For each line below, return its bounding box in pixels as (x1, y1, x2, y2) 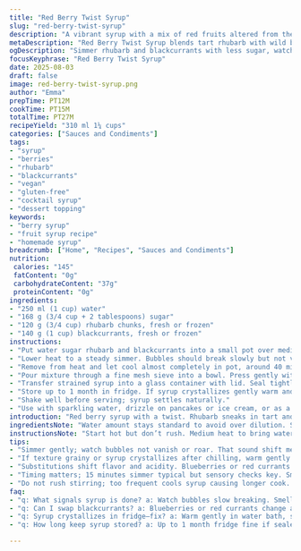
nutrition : (9, 254, 50, 264)
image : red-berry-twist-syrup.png (9, 80, 139, 89)
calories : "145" (13, 263, 74, 272)
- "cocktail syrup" (9, 196, 82, 206)
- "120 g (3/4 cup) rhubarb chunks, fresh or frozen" (9, 321, 215, 330)
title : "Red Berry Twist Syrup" (9, 13, 130, 22)
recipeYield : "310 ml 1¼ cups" (9, 122, 126, 131)
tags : (9, 138, 30, 147)
